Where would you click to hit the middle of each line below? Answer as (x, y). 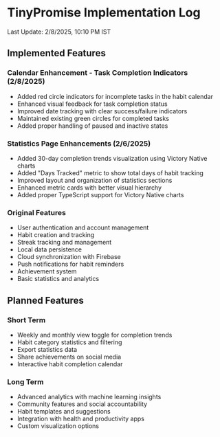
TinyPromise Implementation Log (104, 13)
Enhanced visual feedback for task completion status (92, 104)
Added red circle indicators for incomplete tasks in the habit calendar (115, 96)
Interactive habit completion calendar (70, 364)
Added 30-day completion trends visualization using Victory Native (112, 158)
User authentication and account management (83, 227)
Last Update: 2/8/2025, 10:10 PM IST (59, 32)
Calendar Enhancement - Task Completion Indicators (98, 73)
